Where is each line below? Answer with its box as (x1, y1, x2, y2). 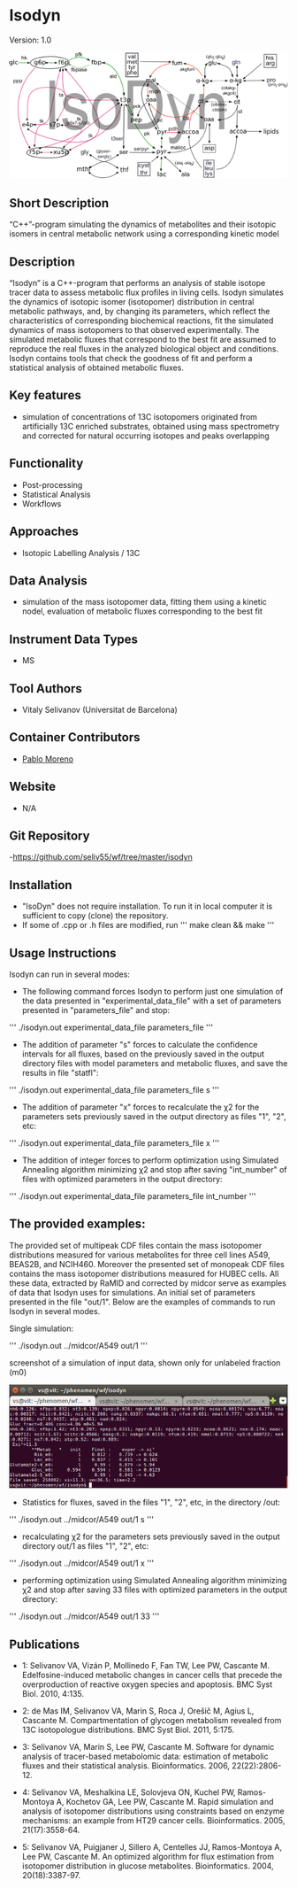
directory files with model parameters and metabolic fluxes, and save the (21, 1058, 288, 1069)
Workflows (21, 498, 62, 509)
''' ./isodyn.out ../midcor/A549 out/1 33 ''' (9, 1611, 160, 1621)
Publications (9, 1637, 80, 1652)
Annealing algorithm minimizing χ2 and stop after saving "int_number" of (21, 1165, 287, 1175)
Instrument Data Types (9, 631, 139, 646)
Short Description (9, 196, 110, 211)
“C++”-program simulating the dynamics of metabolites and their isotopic (9, 219, 277, 230)
